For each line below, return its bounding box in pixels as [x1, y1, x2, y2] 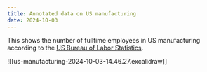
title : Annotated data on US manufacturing [7, 10, 137, 17]
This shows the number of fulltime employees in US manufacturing [7, 36, 201, 44]
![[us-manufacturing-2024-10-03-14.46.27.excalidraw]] [7, 57, 168, 65]
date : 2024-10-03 [7, 17, 58, 24]
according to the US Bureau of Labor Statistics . [7, 43, 144, 52]
